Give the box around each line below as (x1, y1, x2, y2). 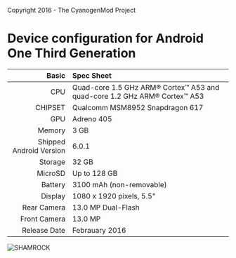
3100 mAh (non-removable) (72, 179, 167, 189)
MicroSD (37, 168, 65, 178)
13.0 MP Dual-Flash (72, 203, 140, 212)
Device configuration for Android (7, 31, 204, 46)
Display (41, 191, 65, 201)
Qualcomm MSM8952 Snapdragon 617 (72, 102, 204, 112)
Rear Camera (22, 203, 65, 212)
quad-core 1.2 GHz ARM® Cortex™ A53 (72, 91, 204, 101)
